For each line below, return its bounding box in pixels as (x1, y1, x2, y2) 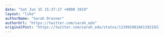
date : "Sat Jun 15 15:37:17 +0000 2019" (5, 7, 89, 12)
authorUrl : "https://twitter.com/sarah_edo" (5, 20, 97, 25)
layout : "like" (5, 12, 36, 16)
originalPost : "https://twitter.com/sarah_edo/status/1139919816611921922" (5, 25, 163, 30)
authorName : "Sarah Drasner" (5, 16, 64, 21)
